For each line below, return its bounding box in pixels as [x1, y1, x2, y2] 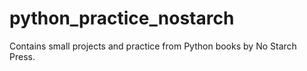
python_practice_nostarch [9, 7, 235, 30]
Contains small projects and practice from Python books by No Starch [9, 40, 297, 52]
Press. [9, 50, 36, 62]
